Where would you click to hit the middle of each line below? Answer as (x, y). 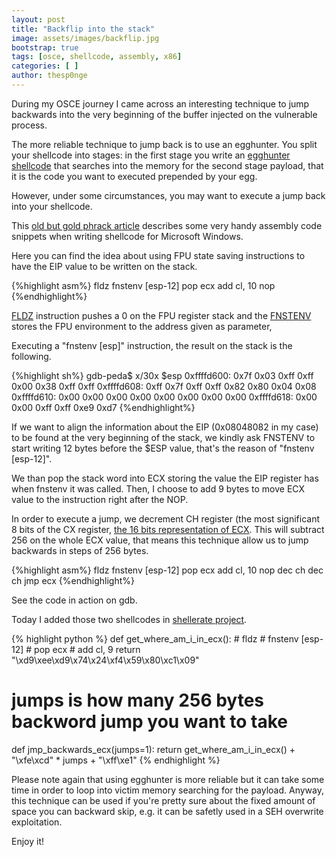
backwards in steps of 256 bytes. (80, 550)
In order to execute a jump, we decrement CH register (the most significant (166, 518)
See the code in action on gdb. (74, 600)
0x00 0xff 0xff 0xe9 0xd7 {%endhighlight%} (103, 407)
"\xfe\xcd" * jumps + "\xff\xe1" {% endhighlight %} (116, 760)
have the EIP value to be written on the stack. (104, 266)
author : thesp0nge (49, 76)
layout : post (38, 19)
